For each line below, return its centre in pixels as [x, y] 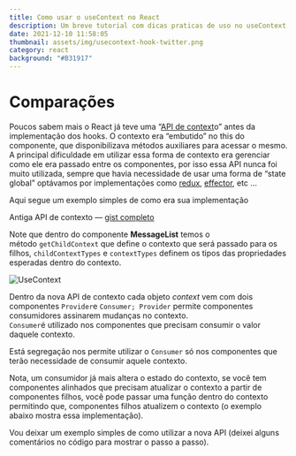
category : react [39, 50]
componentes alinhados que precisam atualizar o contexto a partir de [136, 387]
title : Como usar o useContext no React [85, 17]
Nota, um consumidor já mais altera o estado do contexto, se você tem [138, 377]
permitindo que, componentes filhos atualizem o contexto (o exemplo [136, 406]
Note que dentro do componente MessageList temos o [110, 234]
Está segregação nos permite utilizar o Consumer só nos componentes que [144, 351]
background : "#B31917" [51, 58]
